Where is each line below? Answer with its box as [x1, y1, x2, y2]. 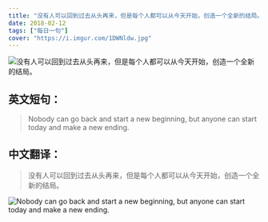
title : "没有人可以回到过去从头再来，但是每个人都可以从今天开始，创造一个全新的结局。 [8, 11, 264, 20]
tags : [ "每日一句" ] [8, 26, 69, 34]
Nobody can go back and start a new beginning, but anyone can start [27, 114, 258, 124]
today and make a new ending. [27, 123, 130, 133]
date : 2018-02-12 [8, 19, 66, 27]
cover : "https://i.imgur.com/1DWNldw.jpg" [8, 34, 152, 42]
